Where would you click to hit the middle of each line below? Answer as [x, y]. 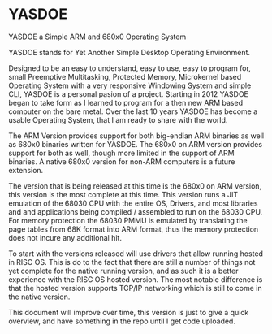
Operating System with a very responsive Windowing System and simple [130, 85]
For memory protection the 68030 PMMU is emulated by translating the [128, 220]
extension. [26, 170]
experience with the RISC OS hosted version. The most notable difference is [136, 279]
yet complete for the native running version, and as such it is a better [123, 271]
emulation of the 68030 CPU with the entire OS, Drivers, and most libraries [133, 203]
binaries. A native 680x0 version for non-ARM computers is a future [122, 161]
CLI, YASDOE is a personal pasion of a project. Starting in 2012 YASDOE [129, 93]
